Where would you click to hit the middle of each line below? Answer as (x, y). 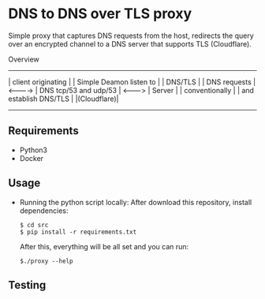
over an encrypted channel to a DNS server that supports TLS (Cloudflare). (130, 43)
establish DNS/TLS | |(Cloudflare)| (64, 99)
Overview (24, 59)
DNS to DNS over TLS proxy (100, 14)
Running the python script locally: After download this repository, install (136, 202)
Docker (32, 158)
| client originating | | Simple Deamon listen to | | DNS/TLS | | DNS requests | (132, 82)
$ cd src (34, 225)
